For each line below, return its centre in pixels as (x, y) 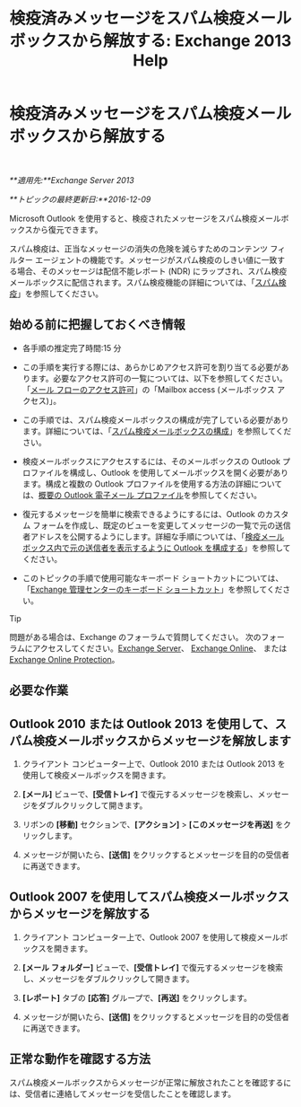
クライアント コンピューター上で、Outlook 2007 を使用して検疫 (139, 937)
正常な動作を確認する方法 (80, 1059)
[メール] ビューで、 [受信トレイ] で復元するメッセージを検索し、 (140, 794)
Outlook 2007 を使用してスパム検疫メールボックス (149, 897)
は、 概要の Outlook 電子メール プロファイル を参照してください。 (142, 495)
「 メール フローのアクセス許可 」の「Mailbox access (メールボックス (148, 389)
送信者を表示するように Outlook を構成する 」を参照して (188, 548)
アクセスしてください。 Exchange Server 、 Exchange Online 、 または (160, 648)
